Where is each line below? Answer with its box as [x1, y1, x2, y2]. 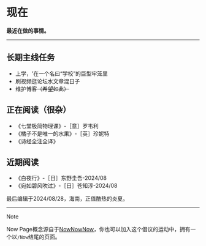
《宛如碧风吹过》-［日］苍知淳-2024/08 [15, 182, 118, 190]
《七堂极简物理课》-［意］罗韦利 [15, 122, 99, 129]
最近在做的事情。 [6, 27, 50, 34]
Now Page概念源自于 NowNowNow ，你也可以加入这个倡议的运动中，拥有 [6, 226, 191, 233]
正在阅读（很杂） [6, 105, 71, 115]
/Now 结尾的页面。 [17, 233, 61, 240]
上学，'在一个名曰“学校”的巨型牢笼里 [15, 70, 109, 77]
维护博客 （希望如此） [15, 85, 69, 92]
